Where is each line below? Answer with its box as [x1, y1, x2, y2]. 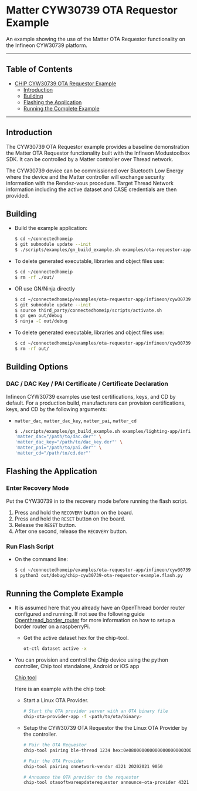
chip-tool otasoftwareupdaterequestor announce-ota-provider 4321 [23, 780, 189, 786]
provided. [6, 192, 29, 199]
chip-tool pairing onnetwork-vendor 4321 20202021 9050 [23, 763, 163, 769]
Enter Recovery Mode [6, 484, 69, 492]
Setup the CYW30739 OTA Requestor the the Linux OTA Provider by [23, 725, 188, 732]
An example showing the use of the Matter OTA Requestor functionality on [6, 35, 186, 42]
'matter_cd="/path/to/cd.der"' [14, 450, 91, 456]
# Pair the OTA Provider [23, 758, 84, 764]
